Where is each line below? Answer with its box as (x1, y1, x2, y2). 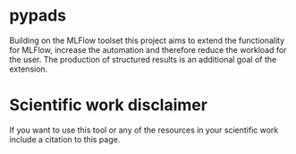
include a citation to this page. (9, 133, 121, 144)
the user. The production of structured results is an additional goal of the (9, 54, 277, 64)
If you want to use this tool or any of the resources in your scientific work (9, 124, 279, 135)
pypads (9, 5, 67, 26)
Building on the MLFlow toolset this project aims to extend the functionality (9, 35, 285, 46)
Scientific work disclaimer (9, 95, 208, 115)
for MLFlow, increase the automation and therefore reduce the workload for (9, 44, 287, 55)
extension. (9, 64, 48, 74)
